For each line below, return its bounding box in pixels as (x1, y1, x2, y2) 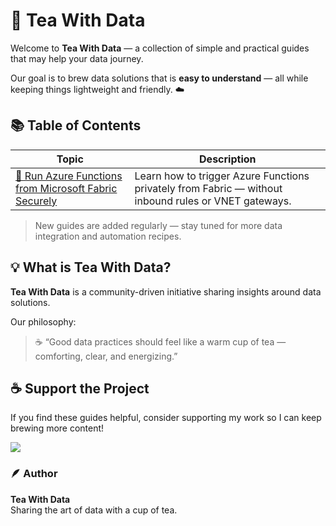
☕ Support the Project (10, 380, 150, 397)
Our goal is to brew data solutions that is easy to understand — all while (10, 72, 309, 84)
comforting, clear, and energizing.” (34, 350, 178, 362)
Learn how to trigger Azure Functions (134, 169, 310, 183)
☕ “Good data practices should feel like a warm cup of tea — (34, 335, 287, 348)
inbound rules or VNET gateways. (134, 194, 292, 208)
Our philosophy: (10, 315, 77, 328)
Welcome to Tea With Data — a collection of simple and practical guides (10, 42, 310, 54)
